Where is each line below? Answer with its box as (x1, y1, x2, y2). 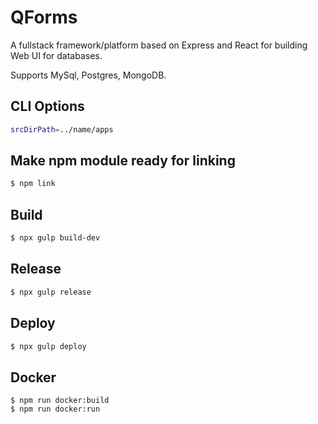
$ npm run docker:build (10, 396, 110, 406)
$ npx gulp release (10, 287, 92, 297)
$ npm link (10, 179, 56, 189)
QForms (10, 6, 78, 29)
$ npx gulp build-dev (10, 233, 101, 243)
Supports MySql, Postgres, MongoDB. (10, 69, 167, 81)
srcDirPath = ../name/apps (10, 124, 114, 135)
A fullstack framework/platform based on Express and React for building (10, 39, 308, 51)
